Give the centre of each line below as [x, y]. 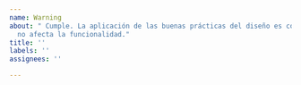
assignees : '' [36, 59]
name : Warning [36, 17]
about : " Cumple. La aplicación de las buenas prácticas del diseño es [146, 26]
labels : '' [30, 51]
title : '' [28, 42]
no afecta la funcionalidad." [73, 34]
